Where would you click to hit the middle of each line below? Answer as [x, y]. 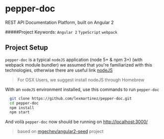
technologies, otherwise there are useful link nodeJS [59, 70]
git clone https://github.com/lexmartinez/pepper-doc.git [71, 98]
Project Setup [27, 48]
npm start [20, 112]
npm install [22, 108]
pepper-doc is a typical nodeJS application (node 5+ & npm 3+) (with [74, 60]
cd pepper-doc [24, 103]
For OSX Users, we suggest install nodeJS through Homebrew [81, 79]
